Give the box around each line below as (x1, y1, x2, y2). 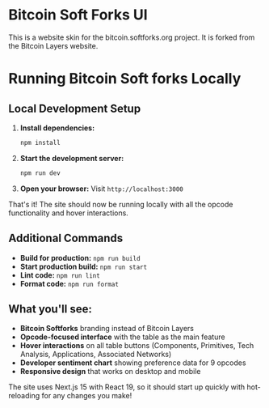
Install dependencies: (19, 123, 95, 133)
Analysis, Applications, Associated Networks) (19, 350, 172, 359)
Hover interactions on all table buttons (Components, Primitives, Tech (19, 341, 254, 351)
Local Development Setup (8, 101, 141, 115)
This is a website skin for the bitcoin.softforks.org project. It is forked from (8, 32, 255, 42)
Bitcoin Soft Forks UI (8, 6, 148, 24)
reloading (8, 391, 40, 401)
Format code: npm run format (19, 278, 120, 288)
